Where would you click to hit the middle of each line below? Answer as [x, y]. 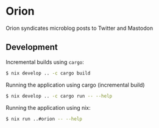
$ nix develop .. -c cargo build [48, 73]
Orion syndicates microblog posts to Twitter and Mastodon [79, 28]
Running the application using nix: [48, 107]
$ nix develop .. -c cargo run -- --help [59, 96]
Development [32, 47]
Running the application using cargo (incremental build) [75, 85]
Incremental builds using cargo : [45, 62]
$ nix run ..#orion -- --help [44, 119]
